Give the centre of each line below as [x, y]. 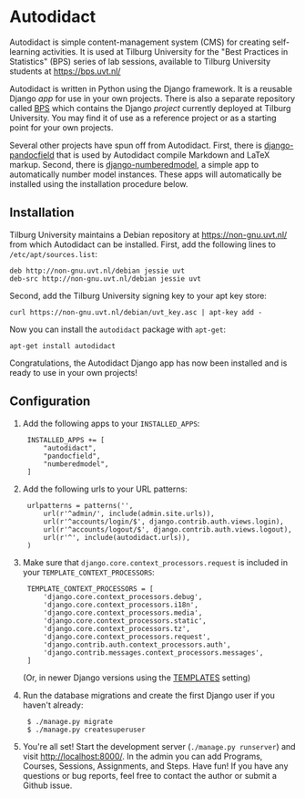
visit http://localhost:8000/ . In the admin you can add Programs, [142, 756]
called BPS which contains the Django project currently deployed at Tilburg [150, 108]
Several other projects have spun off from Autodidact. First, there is [136, 145]
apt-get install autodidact [63, 346]
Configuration [50, 402]
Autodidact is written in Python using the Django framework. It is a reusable [151, 88]
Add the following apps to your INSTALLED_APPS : [111, 423]
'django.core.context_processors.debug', [123, 596]
